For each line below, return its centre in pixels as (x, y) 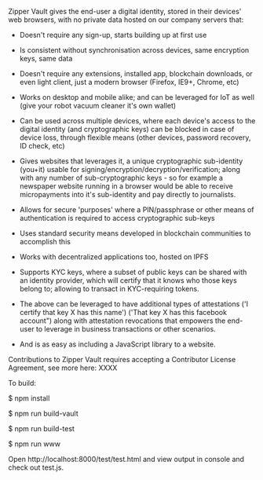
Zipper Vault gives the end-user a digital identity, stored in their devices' (125, 11)
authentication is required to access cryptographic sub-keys (117, 218)
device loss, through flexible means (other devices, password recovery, (135, 137)
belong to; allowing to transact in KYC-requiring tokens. (109, 289)
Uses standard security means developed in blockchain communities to (135, 233)
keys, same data (46, 59)
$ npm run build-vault (43, 413)
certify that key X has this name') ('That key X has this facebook (123, 312)
